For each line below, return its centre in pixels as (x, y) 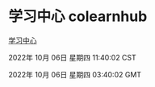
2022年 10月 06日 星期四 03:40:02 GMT (75, 74)
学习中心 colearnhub (78, 17)
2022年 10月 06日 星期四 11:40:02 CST (73, 57)
